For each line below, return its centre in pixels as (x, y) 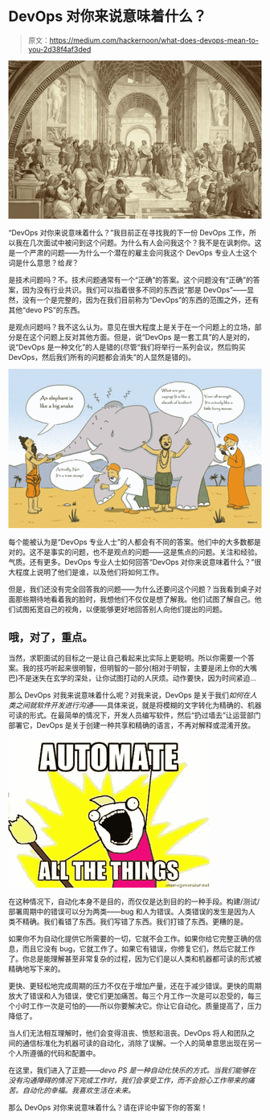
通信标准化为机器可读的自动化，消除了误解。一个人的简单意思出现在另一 (142, 1043)
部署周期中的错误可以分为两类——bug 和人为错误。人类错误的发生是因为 (129, 912)
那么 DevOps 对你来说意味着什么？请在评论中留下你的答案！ (108, 1108)
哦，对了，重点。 (51, 637)
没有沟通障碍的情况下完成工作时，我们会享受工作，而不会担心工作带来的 (128, 1081)
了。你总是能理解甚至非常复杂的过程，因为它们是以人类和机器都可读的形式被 (135, 959)
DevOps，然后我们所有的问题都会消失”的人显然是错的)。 (102, 357)
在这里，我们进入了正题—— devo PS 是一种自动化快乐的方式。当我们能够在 (132, 1070)
